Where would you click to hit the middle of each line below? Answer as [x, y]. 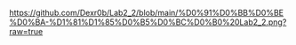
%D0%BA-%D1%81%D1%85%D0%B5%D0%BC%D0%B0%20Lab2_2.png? [148, 22]
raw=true [26, 31]
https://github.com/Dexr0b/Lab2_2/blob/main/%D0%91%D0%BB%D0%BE [147, 13]
